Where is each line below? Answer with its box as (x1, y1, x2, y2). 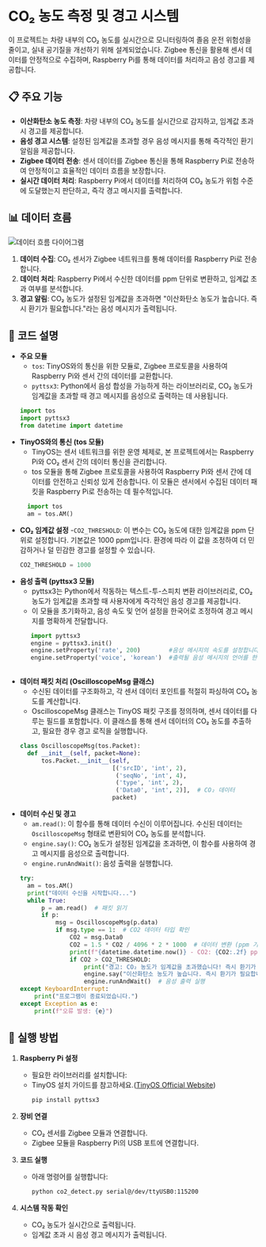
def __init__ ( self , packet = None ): (27, 749, 141, 758)
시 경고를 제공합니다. (19, 126, 84, 136)
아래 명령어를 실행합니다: (31, 1172, 108, 1182)
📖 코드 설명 (8, 328, 59, 342)
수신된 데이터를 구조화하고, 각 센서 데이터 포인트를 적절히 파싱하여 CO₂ (31, 687, 250, 696)
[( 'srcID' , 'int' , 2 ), (112, 764, 188, 772)
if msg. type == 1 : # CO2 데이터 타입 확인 (55, 926, 190, 934)
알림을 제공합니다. (19, 146, 75, 155)
